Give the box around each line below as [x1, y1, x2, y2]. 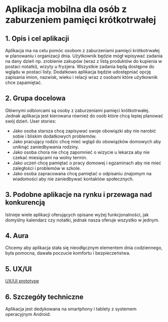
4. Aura [5, 232, 29, 240]
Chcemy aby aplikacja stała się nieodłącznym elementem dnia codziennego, [5, 245, 163, 251]
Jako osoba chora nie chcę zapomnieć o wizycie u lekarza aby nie [12, 149, 150, 155]
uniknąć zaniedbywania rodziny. [12, 144, 79, 150]
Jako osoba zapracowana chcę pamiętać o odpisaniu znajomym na [12, 170, 152, 176]
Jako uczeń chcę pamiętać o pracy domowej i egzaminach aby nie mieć [12, 160, 161, 166]
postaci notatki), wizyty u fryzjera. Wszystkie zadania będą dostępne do [5, 64, 154, 69]
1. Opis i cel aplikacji [5, 34, 69, 43]
